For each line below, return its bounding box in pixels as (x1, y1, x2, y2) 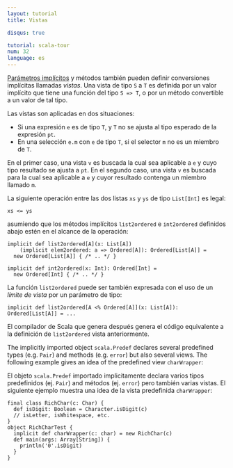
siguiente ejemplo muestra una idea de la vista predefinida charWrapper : (7, 387, 213, 394)
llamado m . (7, 181, 37, 188)
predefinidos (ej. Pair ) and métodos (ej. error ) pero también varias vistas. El (7, 379, 226, 387)
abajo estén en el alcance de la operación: (7, 227, 129, 235)
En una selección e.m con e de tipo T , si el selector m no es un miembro (17, 138, 219, 146)
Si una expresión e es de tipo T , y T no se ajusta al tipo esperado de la (17, 123, 217, 131)
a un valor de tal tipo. (7, 96, 68, 104)
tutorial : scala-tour (7, 42, 70, 49)
